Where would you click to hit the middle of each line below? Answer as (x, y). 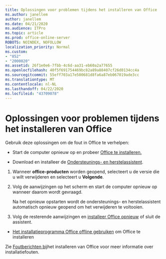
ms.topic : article (24, 33)
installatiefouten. (22, 252)
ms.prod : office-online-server (38, 38)
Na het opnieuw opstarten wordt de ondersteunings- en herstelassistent (86, 202)
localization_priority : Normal (38, 47)
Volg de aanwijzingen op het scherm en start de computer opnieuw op (85, 187)
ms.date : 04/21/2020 (27, 24)
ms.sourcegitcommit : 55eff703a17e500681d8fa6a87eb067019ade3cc (72, 75)
